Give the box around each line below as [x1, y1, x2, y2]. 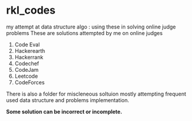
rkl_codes [6, 4, 56, 17]
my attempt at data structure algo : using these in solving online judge [6, 23, 176, 30]
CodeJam [14, 66, 39, 73]
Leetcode [14, 72, 38, 79]
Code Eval [14, 41, 40, 48]
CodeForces [14, 78, 45, 86]
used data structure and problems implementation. [6, 96, 129, 104]
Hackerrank [14, 53, 44, 60]
